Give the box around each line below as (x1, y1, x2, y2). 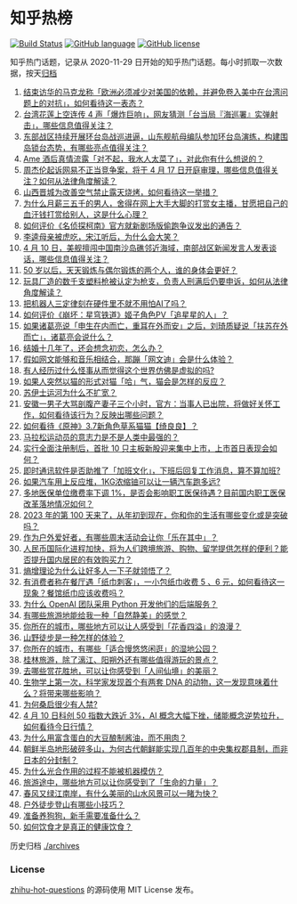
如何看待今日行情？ (22, 721, 94, 731)
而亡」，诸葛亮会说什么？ (22, 331, 114, 342)
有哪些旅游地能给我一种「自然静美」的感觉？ (22, 609, 188, 620)
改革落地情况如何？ (22, 498, 94, 509)
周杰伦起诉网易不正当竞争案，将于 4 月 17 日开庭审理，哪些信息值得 (22, 164, 271, 175)
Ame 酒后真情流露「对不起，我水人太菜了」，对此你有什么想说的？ (22, 153, 265, 164)
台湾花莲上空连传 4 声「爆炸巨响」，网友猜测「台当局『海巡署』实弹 (22, 109, 270, 119)
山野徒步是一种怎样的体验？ (22, 631, 125, 642)
